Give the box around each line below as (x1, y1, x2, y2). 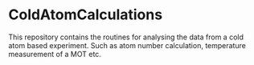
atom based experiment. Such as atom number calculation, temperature (8, 40, 247, 50)
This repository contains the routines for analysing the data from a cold (8, 32, 244, 42)
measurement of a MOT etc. (8, 49, 102, 59)
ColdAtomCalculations (8, 6, 163, 24)
